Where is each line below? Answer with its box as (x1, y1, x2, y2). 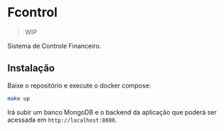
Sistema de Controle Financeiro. (7, 41, 102, 50)
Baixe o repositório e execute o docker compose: (7, 81, 151, 90)
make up (7, 95, 31, 102)
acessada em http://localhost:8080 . (7, 115, 117, 124)
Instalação (7, 62, 55, 75)
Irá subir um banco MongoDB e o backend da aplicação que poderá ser (7, 108, 217, 116)
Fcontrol (7, 4, 58, 21)
